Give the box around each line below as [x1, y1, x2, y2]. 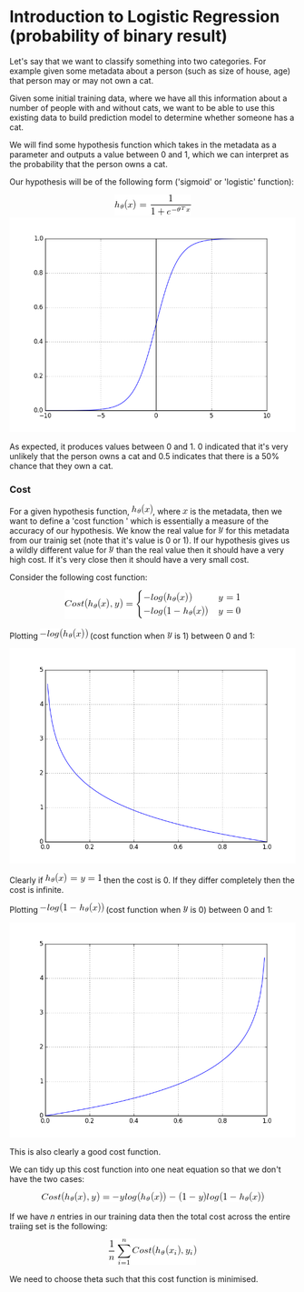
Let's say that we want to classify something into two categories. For [9, 55, 267, 66]
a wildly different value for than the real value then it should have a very [9, 545, 284, 556]
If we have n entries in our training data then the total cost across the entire [9, 1211, 290, 1222]
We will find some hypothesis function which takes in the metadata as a [9, 139, 277, 150]
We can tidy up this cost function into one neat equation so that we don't [9, 1164, 281, 1175]
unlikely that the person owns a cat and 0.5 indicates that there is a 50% [9, 450, 279, 461]
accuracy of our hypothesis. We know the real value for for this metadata [9, 526, 290, 536]
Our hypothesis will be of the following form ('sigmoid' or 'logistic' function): [9, 175, 295, 187]
